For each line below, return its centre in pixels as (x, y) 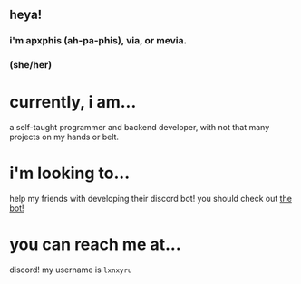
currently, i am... (73, 102)
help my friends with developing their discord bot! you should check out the (151, 199)
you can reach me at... (95, 245)
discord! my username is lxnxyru (71, 270)
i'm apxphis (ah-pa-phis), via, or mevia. (98, 41)
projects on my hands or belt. (64, 137)
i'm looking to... (69, 173)
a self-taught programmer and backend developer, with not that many (140, 128)
